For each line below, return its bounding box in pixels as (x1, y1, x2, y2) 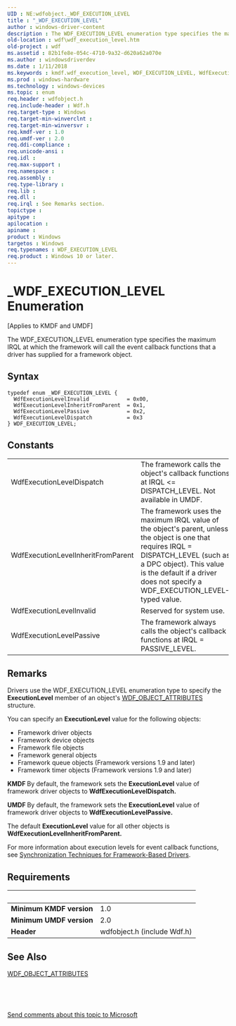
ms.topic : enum (7, 89, 55, 96)
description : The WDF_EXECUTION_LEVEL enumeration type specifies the (7, 30, 221, 37)
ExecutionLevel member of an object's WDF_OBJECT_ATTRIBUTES (7, 694, 203, 702)
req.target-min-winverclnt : (7, 115, 93, 122)
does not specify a (140, 576, 202, 586)
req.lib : (7, 188, 37, 195)
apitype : (7, 214, 37, 221)
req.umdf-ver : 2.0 (7, 135, 65, 142)
